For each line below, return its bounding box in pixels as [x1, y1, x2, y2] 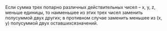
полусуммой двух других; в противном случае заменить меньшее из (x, [5, 15, 162, 20]
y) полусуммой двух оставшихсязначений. [5, 20, 98, 26]
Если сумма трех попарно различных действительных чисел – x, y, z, [5, 4, 156, 10]
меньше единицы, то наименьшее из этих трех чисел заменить [5, 9, 143, 15]
